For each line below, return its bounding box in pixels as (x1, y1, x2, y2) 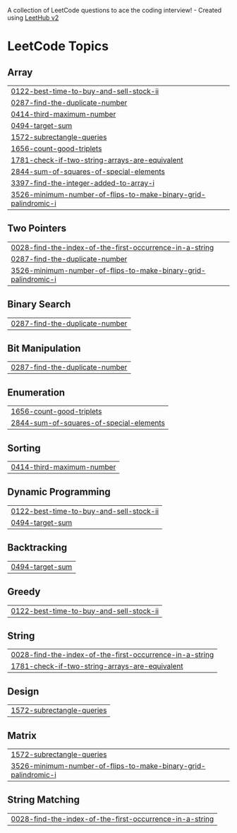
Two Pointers (7, 223, 67, 235)
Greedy (7, 586, 41, 598)
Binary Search (7, 298, 71, 310)
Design (7, 685, 39, 697)
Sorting (7, 442, 41, 454)
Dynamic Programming (7, 486, 111, 498)
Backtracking (7, 542, 68, 554)
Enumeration (7, 386, 66, 398)
